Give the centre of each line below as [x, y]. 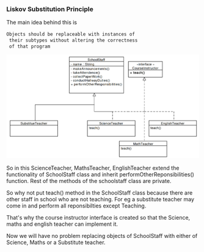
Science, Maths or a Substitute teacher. [56, 242]
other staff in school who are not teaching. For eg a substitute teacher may [100, 200]
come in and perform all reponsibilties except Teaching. [76, 206]
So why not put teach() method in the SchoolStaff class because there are [100, 193]
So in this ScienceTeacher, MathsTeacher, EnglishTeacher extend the [93, 168]
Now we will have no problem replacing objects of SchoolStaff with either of [102, 236]
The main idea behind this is [42, 23]
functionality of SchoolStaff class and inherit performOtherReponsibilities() [100, 175]
